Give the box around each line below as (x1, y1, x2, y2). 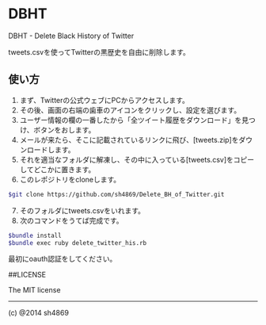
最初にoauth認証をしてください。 (8, 254, 117, 264)
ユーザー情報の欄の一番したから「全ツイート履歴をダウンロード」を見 (19, 115, 249, 124)
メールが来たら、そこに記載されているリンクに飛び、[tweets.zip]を (19, 135, 239, 144)
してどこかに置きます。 (19, 164, 96, 174)
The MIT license (8, 285, 61, 295)
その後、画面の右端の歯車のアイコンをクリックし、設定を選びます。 (19, 105, 241, 115)
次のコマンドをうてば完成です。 (19, 216, 124, 225)
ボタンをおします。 (33, 124, 96, 135)
